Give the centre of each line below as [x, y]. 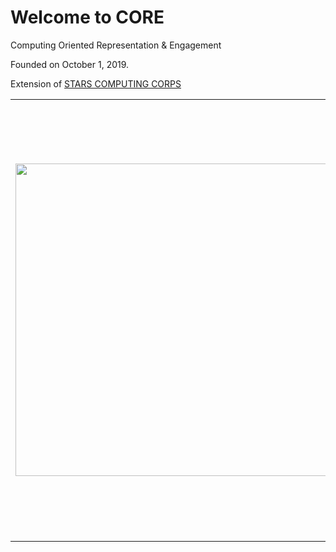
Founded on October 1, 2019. [70, 64]
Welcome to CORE [87, 17]
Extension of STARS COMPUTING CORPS [96, 83]
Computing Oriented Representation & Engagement [116, 45]
